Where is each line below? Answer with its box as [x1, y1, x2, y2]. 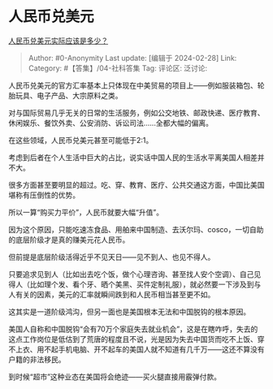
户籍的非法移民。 [8, 354, 66, 364]
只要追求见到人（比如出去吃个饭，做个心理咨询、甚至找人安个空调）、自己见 [8, 269, 262, 279]
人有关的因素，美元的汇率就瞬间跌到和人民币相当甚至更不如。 [8, 289, 215, 299]
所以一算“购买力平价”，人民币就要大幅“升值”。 [8, 207, 164, 217]
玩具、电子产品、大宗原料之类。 [15, 90, 123, 100]
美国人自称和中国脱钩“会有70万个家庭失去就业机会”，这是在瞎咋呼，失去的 [8, 324, 258, 334]
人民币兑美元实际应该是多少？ [8, 36, 108, 45]
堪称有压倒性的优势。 [8, 190, 80, 200]
